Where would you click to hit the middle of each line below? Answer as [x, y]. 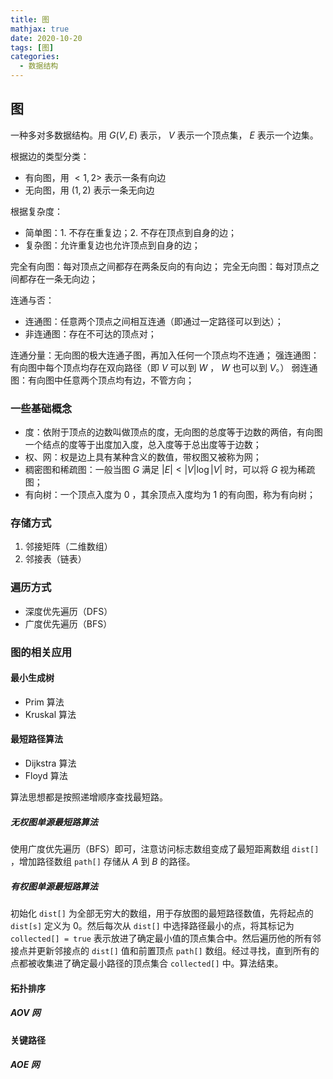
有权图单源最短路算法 [54, 886]
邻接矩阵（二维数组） [68, 547]
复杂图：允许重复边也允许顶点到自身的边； [112, 245]
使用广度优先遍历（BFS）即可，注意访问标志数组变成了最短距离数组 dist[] [165, 849]
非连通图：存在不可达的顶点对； [90, 333]
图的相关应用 [41, 652]
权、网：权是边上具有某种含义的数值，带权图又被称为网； [143, 457]
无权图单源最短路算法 [54, 822]
